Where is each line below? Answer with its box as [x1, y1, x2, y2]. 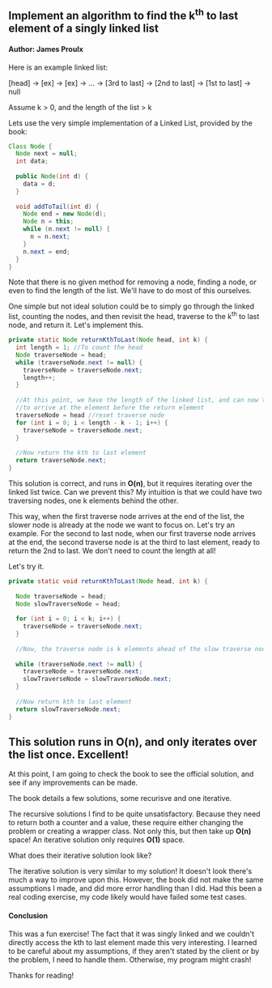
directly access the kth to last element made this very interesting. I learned [8, 937, 257, 947]
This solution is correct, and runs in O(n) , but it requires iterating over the [8, 478, 253, 488]
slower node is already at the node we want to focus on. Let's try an [8, 520, 235, 530]
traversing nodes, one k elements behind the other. [8, 496, 179, 505]
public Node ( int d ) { [15, 172, 89, 181]
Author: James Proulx [8, 44, 83, 53]
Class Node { [8, 142, 53, 151]
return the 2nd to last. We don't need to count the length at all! [8, 546, 216, 556]
